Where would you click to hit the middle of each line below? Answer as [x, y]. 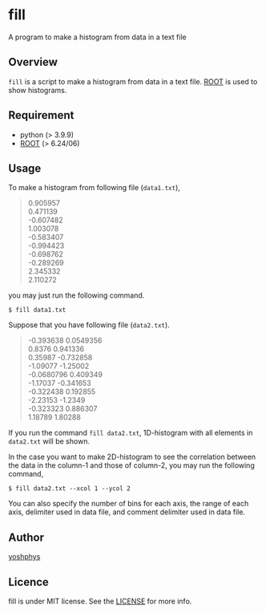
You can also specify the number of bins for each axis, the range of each [129, 504]
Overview [33, 62]
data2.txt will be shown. [49, 441]
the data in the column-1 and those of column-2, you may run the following [131, 465]
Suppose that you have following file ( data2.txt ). [89, 325]
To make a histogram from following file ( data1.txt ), [94, 188]
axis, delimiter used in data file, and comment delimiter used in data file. [127, 512]
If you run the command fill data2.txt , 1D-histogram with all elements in [131, 433]
